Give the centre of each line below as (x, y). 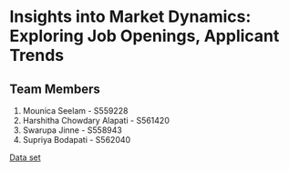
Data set (25, 157)
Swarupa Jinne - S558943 (72, 130)
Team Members (55, 89)
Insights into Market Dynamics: (130, 17)
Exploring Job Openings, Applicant (144, 36)
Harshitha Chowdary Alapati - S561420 (96, 121)
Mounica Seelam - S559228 (75, 111)
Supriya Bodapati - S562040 (77, 140)
